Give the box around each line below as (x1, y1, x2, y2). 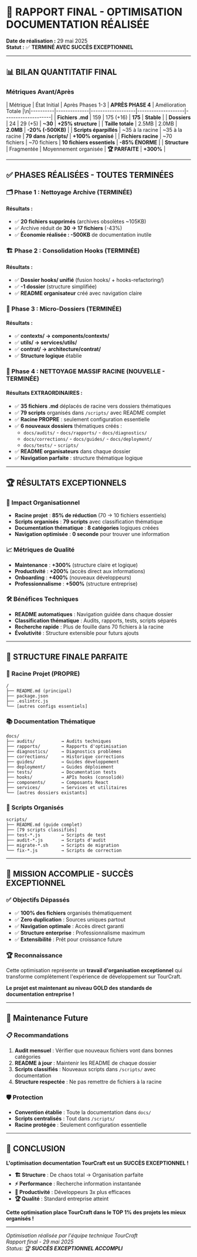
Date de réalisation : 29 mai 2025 (6, 37, 88, 44)
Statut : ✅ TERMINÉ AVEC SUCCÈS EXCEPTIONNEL (6, 44, 134, 51)
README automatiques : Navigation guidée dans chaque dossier (14, 610, 173, 617)
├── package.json (6, 693, 49, 699)
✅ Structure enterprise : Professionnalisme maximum (14, 929, 145, 936)
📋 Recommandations (6, 1031, 69, 1039)
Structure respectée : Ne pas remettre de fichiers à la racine (14, 1078, 162, 1085)
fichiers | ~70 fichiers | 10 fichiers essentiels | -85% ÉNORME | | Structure (6, 138, 189, 146)
